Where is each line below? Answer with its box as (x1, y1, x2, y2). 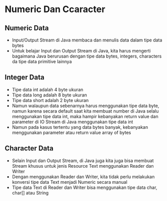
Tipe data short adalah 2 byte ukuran (12, 97, 89, 103)
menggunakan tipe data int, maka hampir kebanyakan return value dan (12, 113, 159, 119)
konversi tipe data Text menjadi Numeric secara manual (12, 179, 128, 185)
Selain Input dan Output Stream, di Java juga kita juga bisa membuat (12, 158, 154, 164)
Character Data (5, 144, 54, 153)
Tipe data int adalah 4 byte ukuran (12, 86, 83, 92)
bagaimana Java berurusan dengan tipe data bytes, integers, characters (12, 53, 162, 59)
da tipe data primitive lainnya (12, 59, 72, 64)
